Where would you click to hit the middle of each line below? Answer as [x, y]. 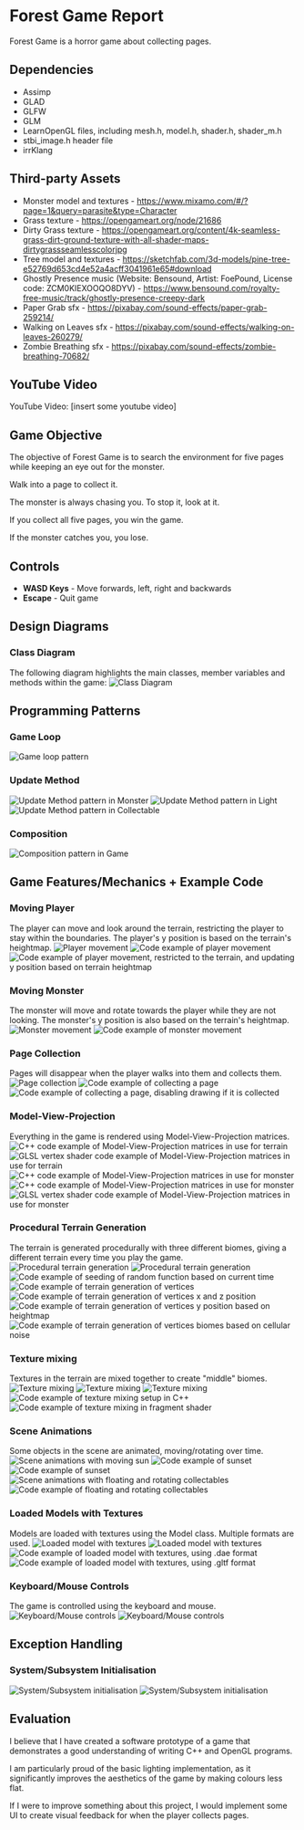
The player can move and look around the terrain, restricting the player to [147, 928]
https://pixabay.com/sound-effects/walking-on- [205, 327]
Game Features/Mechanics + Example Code [137, 882]
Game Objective [56, 435]
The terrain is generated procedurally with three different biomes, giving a [148, 1248]
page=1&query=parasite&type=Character [100, 210]
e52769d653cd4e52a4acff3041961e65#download [117, 268]
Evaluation [40, 1719]
